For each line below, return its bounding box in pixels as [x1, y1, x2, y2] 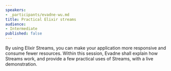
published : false [5, 31, 42, 36]
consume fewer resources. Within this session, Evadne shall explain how [5, 50, 158, 56]
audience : [5, 21, 27, 27]
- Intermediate [5, 26, 38, 31]
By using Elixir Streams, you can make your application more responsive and [5, 45, 166, 51]
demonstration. [5, 61, 37, 67]
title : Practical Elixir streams [5, 17, 77, 22]
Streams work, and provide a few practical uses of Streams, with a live [5, 56, 154, 61]
